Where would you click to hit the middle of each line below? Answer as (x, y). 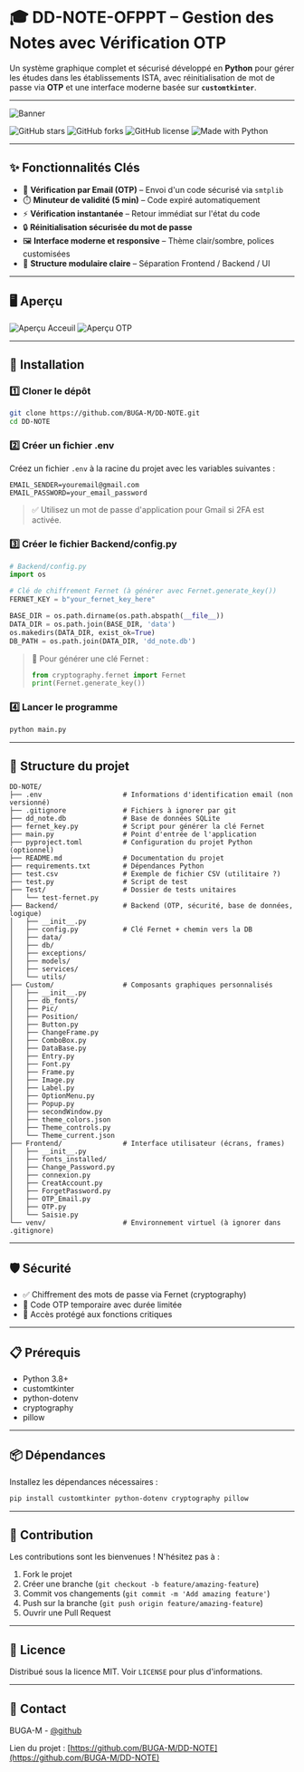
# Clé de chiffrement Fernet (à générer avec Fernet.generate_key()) (143, 591)
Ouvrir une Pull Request (66, 1613)
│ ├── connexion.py (50, 1175)
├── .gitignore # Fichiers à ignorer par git (123, 811)
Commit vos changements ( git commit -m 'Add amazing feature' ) (146, 1594)
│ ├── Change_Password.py (62, 1168)
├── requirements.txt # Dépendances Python (107, 866)
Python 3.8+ (46, 1379)
